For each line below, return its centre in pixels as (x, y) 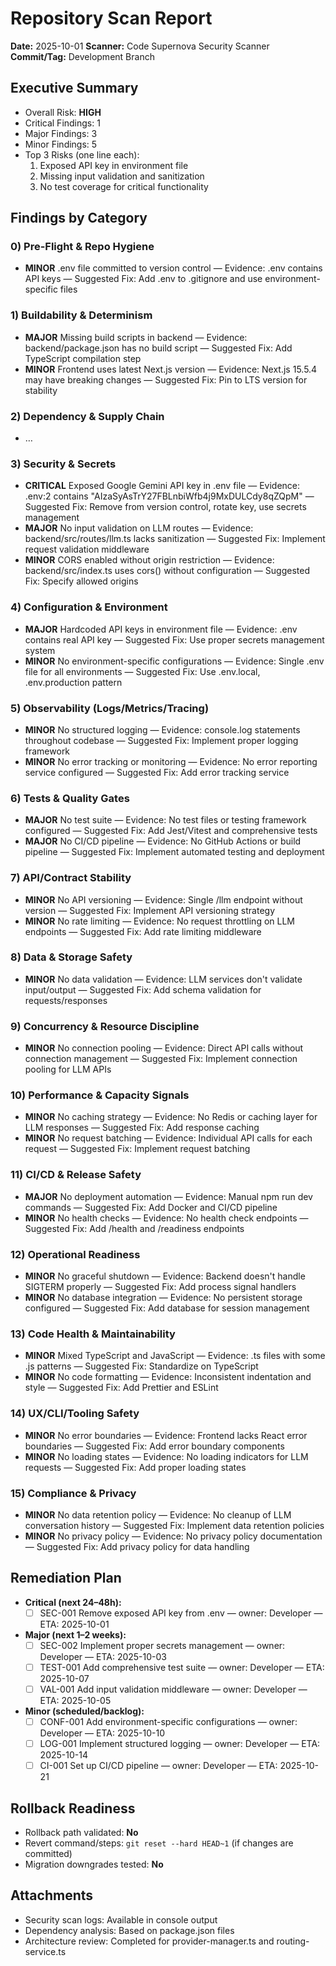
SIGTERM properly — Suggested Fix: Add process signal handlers (160, 1286)
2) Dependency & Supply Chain (87, 416)
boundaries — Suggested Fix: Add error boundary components (154, 1446)
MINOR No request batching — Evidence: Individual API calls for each (168, 1138)
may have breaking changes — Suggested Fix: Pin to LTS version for (166, 379)
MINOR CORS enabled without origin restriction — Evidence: (149, 560)
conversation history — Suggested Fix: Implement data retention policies (174, 1525)
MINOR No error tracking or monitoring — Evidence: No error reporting (171, 761)
